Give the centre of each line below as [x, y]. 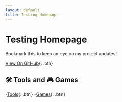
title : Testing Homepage [32, 15]
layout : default [22, 10]
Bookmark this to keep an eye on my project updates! [61, 54]
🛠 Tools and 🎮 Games [42, 80]
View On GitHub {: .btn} [29, 63]
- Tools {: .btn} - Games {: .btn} [35, 94]
